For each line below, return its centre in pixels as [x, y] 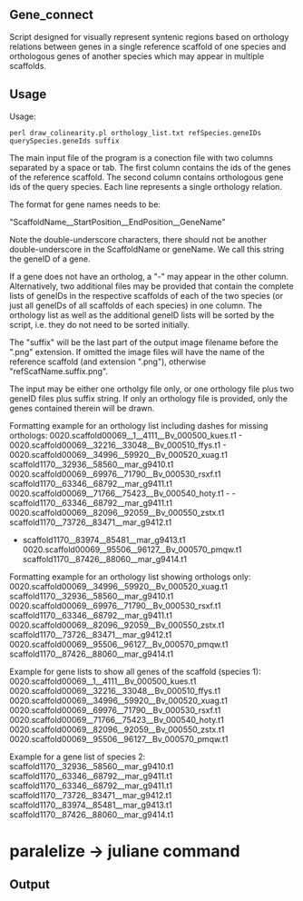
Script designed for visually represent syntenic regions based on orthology [149, 36]
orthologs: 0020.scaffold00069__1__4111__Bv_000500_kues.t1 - [126, 435]
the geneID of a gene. [50, 259]
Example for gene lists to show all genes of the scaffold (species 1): [135, 671]
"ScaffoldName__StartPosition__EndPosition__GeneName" [117, 222]
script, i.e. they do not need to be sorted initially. [100, 324]
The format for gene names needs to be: [85, 204]
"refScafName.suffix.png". [59, 371]
